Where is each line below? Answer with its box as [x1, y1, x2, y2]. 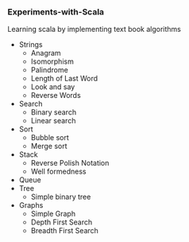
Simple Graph [30, 209, 76, 219]
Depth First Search [30, 217, 93, 227]
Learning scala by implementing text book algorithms [7, 25, 182, 34]
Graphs [18, 201, 44, 210]
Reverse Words [30, 91, 81, 100]
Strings [18, 40, 43, 49]
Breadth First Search [30, 226, 98, 236]
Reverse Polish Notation [30, 158, 110, 168]
